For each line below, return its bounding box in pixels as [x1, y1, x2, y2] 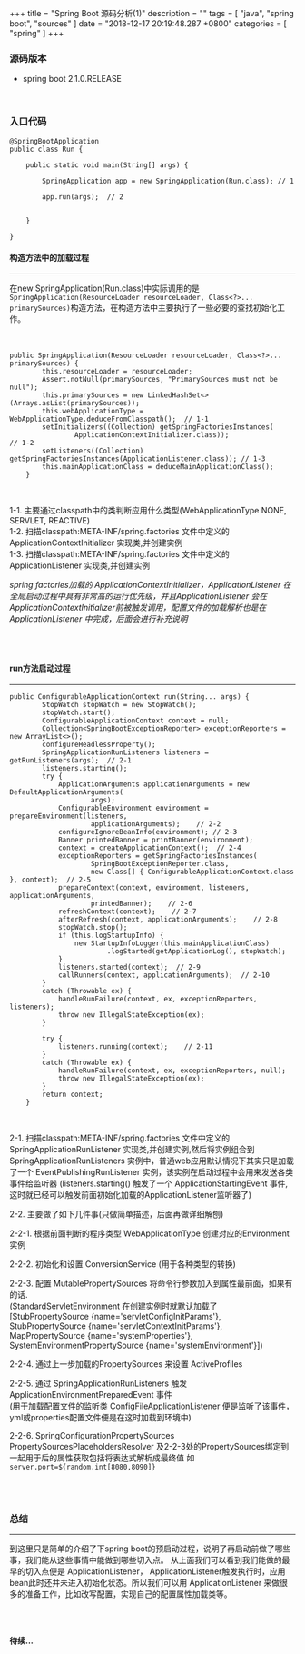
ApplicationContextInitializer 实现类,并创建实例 [9, 537, 183, 548]
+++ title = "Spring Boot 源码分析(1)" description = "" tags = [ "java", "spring [9, 8, 295, 18]
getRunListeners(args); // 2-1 [9, 756, 132, 765]
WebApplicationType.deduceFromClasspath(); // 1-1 [9, 414, 209, 423]
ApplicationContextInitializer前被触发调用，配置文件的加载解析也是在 [9, 602, 267, 613]
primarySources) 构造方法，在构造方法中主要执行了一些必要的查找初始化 [9, 302, 278, 313]
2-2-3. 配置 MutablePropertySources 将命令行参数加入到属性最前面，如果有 [9, 1278, 293, 1289]
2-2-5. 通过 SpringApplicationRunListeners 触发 [9, 1378, 188, 1389]
